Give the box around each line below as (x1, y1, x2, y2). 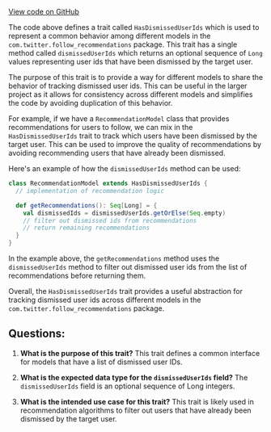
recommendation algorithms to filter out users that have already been (19, 405, 252, 415)
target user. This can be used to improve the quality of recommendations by (8, 140, 261, 149)
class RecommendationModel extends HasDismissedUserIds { (8, 179, 208, 187)
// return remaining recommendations (23, 224, 150, 233)
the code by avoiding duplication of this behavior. (8, 99, 173, 107)
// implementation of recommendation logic (15, 187, 164, 195)
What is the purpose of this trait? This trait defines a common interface (19, 348, 260, 358)
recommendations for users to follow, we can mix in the (8, 123, 193, 132)
